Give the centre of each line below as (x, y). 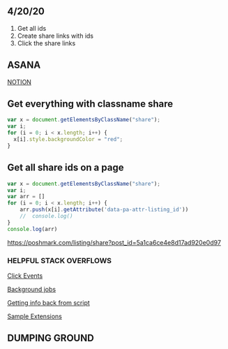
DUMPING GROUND (51, 338)
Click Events (25, 276)
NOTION (19, 82)
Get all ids (32, 28)
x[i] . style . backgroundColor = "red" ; (68, 140)
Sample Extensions (35, 316)
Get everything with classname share (90, 104)
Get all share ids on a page (66, 168)
